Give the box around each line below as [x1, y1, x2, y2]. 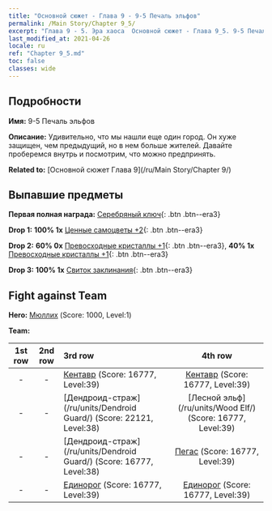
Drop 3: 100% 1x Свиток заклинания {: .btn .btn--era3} [8, 265, 193, 275]
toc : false [8, 57, 45, 66]
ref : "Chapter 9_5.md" [8, 49, 85, 57]
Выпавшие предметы [8, 188, 124, 202]
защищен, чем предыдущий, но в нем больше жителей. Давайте [8, 140, 232, 150]
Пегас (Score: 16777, [174, 446, 259, 458]
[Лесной [187, 392, 221, 403]
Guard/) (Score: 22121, [63, 412, 154, 424]
